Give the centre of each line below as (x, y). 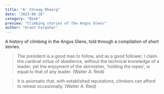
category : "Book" (23, 19)
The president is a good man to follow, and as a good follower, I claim (87, 56)
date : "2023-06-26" (25, 14)
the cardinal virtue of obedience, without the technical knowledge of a (88, 61)
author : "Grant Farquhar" (31, 28)
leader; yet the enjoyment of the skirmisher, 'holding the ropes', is (83, 67)
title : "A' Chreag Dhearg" (33, 9)
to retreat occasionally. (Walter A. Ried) (57, 86)
